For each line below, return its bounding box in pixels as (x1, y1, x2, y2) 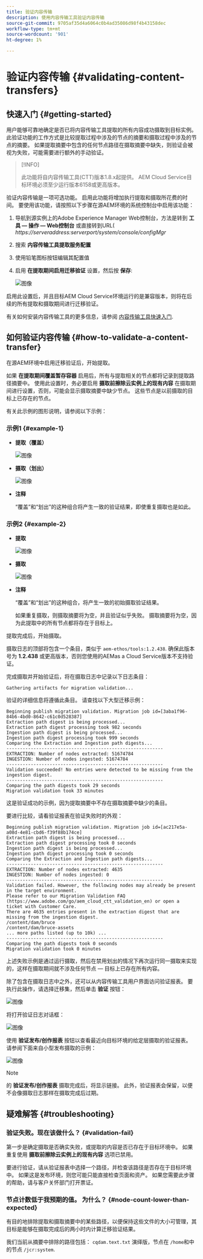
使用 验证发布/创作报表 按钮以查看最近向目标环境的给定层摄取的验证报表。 (6, 1037, 192, 1044)
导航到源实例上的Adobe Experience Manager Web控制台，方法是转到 (14, 214, 188, 221)
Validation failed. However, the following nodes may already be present (6, 883, 196, 889)
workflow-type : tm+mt (6, 25, 61, 32)
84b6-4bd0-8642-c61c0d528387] (6, 714, 83, 720)
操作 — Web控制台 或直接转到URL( (28, 222, 115, 229)
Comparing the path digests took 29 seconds (6, 783, 120, 789)
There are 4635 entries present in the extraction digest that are (6, 909, 180, 915)
